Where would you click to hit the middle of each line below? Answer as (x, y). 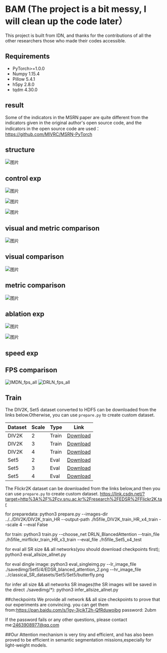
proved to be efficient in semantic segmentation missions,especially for (79, 640)
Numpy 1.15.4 (26, 74)
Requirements (27, 57)
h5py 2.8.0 (23, 84)
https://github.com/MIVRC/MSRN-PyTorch (49, 134)
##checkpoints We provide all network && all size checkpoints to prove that (83, 600)
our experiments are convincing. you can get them (57, 605)
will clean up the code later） (66, 21)
